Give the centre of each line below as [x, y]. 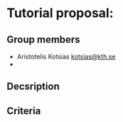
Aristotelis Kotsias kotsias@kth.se [66, 56]
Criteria [24, 111]
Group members [43, 40]
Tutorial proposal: [60, 13]
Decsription [33, 87]
